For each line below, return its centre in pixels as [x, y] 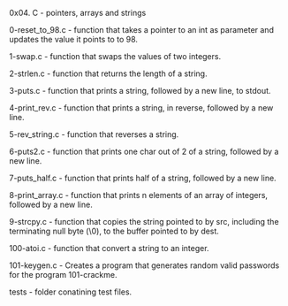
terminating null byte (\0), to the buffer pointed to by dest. [114, 231]
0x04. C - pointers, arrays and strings [78, 13]
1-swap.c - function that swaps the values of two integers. [115, 56]
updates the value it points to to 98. [74, 39]
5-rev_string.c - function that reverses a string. [94, 134]
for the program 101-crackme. [63, 275]
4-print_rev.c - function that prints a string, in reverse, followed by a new [141, 108]
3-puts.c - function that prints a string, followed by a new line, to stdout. [140, 91]
